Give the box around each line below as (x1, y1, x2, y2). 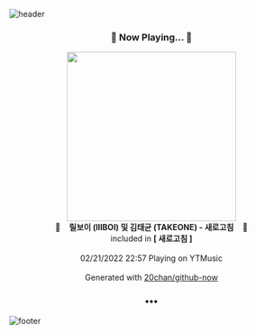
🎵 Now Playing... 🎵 (110, 31, 193, 43)
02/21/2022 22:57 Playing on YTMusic (79, 253, 224, 264)
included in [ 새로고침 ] (110, 233, 193, 244)
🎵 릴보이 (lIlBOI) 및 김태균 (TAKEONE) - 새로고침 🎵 (55, 222, 248, 233)
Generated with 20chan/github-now (85, 272, 218, 283)
